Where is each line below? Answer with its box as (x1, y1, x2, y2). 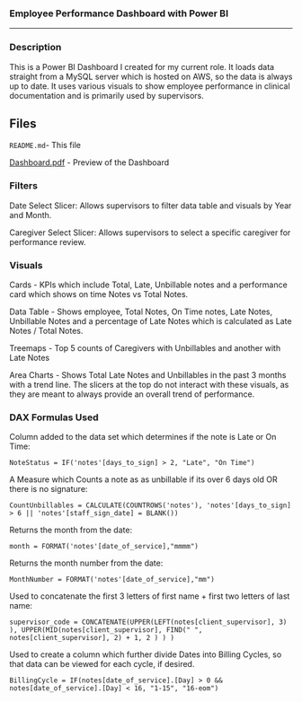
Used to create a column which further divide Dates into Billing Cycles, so (9, 649, 282, 660)
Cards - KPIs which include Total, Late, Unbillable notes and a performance (9, 279, 288, 290)
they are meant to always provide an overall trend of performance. (9, 389, 255, 399)
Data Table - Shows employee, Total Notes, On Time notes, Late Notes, (9, 306, 273, 317)
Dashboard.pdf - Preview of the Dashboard (9, 157, 170, 168)
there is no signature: (9, 484, 88, 495)
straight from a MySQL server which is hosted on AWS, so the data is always (9, 71, 293, 82)
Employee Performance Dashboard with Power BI (9, 7, 229, 20)
